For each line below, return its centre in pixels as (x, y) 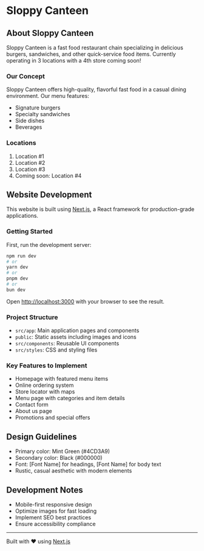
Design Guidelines (42, 436)
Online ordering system (44, 385)
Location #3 (30, 169)
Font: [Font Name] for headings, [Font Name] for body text (88, 464)
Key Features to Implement (47, 366)
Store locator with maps (45, 392)
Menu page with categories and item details (70, 398)
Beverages (29, 127)
